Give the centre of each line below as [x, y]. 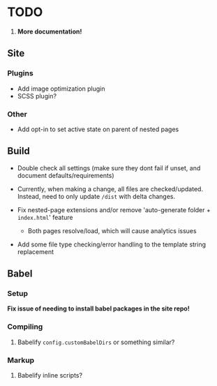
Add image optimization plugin [61, 89]
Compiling [25, 327]
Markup [21, 360]
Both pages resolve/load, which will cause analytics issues [112, 230]
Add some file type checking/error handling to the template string [112, 244]
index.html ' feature [45, 217]
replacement [36, 251]
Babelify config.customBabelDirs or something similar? [96, 342]
